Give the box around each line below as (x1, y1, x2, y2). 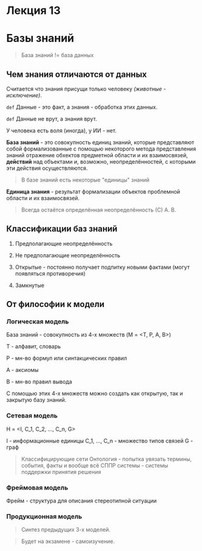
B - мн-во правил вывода (6, 378, 73, 385)
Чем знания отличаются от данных (6, 69, 147, 79)
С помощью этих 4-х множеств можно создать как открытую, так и (6, 390, 183, 397)
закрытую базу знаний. (6, 396, 67, 404)
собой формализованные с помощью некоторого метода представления (6, 145, 196, 152)
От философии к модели (6, 299, 105, 309)
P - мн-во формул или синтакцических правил (6, 354, 127, 362)
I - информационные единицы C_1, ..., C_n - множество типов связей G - (6, 437, 193, 444)
